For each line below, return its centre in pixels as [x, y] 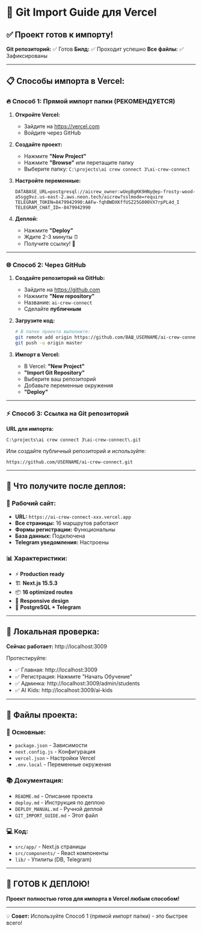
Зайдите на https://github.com [62, 290]
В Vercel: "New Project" [54, 366]
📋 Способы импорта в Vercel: [66, 81]
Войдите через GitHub [52, 133]
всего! [14, 923]
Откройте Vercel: [37, 115]
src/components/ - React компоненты [62, 853]
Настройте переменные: [48, 180]
